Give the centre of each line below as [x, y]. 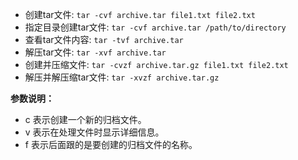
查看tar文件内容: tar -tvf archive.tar [104, 39]
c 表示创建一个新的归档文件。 [85, 119]
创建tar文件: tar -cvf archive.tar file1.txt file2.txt [140, 14]
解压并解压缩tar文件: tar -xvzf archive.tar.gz [122, 77]
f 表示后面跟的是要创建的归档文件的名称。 [111, 144]
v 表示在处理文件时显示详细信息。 [94, 132]
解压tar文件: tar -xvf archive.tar [95, 52]
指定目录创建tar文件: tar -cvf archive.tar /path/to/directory [155, 27]
